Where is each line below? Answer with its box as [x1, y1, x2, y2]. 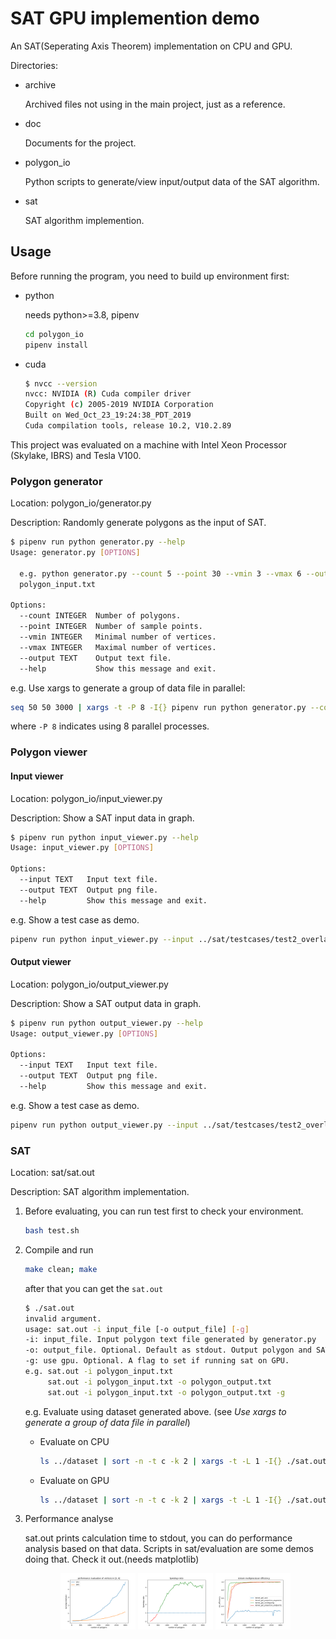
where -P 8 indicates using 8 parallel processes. [10, 720, 210, 732]
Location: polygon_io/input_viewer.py [10, 792, 163, 804]
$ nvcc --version [24, 378, 98, 389]
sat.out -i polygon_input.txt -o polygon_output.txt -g [47, 1387, 286, 1397]
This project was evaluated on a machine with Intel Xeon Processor [10, 438, 288, 451]
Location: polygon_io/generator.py [10, 497, 152, 509]
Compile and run [24, 1243, 94, 1256]
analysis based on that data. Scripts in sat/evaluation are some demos [24, 1543, 314, 1555]
